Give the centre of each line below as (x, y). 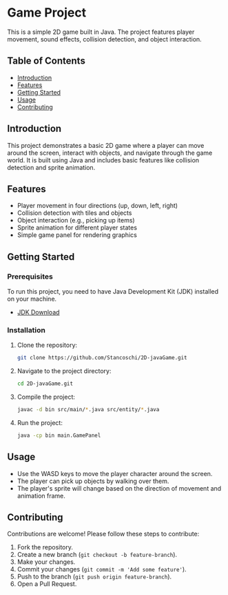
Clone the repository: (47, 345)
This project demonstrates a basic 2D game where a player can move (106, 145)
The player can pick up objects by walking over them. (93, 481)
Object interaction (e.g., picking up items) (76, 220)
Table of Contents (46, 61)
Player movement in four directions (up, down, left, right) (97, 206)
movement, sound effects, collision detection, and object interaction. (104, 39)
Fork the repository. (45, 547)
